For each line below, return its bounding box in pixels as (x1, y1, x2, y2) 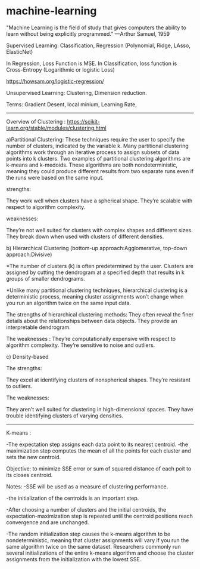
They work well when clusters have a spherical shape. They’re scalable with (6, 197, 193, 204)
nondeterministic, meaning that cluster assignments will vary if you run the (6, 536, 189, 544)
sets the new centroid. (6, 453, 61, 460)
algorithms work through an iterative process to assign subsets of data (6, 148, 180, 156)
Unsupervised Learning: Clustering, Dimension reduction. (6, 89, 147, 96)
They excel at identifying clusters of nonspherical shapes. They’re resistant (6, 376, 190, 383)
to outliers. (6, 382, 33, 389)
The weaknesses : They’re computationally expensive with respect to (6, 335, 176, 342)
